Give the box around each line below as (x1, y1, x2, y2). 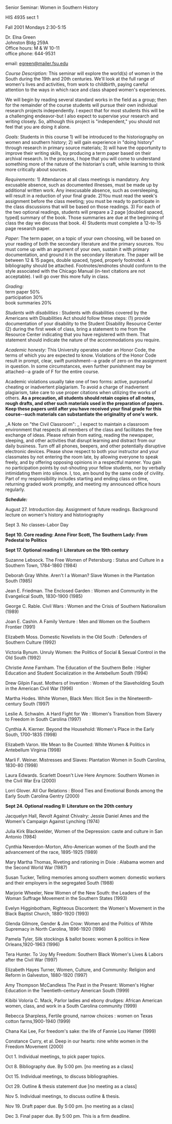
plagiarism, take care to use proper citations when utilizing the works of (5, 390, 157, 395)
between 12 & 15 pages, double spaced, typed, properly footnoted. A (5, 257, 150, 263)
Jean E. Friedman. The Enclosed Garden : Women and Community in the (5, 588, 158, 594)
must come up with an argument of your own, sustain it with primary (5, 246, 149, 252)
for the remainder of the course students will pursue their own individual (5, 102, 158, 108)
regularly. (5, 486, 26, 493)
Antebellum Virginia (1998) (5, 747, 61, 753)
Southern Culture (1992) (5, 639, 56, 645)
